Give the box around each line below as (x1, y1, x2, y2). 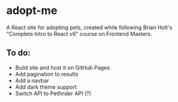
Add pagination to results (15, 70, 78, 78)
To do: (6, 48, 31, 58)
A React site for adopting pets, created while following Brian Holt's (6, 24, 173, 31)
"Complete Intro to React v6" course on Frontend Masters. (6, 30, 152, 37)
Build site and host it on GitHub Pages (15, 64, 111, 71)
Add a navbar (15, 76, 50, 84)
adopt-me (6, 4, 58, 18)
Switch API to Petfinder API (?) (15, 89, 92, 97)
